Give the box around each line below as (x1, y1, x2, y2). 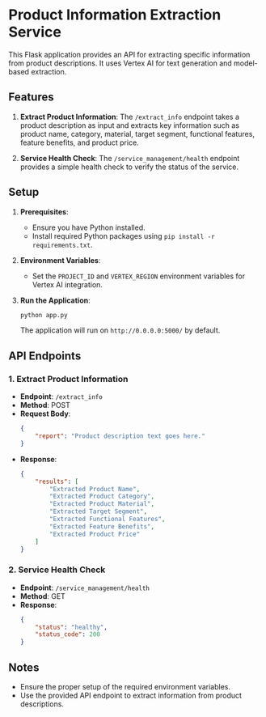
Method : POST (19, 401, 71, 410)
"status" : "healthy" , (35, 623, 108, 631)
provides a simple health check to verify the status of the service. (19, 162, 239, 172)
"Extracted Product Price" (49, 530, 141, 538)
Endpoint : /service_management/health (19, 583, 150, 592)
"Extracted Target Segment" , (49, 507, 148, 515)
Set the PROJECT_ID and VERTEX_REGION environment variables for (32, 271, 246, 281)
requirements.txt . (32, 240, 93, 249)
